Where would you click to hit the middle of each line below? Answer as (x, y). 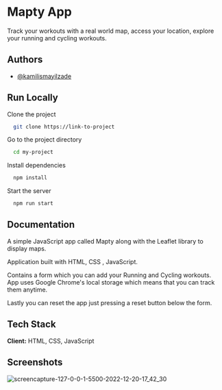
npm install (30, 178)
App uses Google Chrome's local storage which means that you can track (111, 282)
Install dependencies (37, 166)
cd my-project (33, 152)
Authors (25, 60)
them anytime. (27, 289)
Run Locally (33, 97)
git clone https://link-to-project (64, 127)
